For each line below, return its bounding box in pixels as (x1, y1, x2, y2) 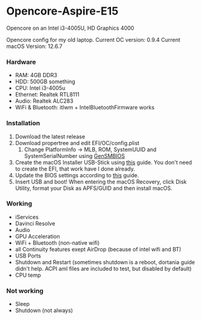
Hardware (6, 58, 36, 66)
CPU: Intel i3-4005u (15, 84, 66, 92)
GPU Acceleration (15, 233, 60, 240)
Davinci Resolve (15, 220, 56, 227)
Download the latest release (15, 132, 86, 140)
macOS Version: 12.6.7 (6, 43, 63, 50)
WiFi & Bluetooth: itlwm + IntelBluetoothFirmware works (15, 104, 155, 111)
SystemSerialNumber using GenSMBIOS (24, 152, 125, 159)
